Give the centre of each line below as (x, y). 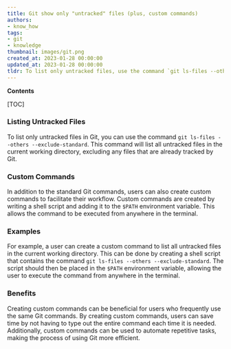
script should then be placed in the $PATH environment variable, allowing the (114, 268)
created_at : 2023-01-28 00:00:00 (55, 59)
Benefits (22, 293)
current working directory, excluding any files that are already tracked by (110, 151)
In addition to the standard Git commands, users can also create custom (109, 192)
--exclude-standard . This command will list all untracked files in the (127, 144)
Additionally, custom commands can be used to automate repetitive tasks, (112, 330)
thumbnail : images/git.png (46, 52)
